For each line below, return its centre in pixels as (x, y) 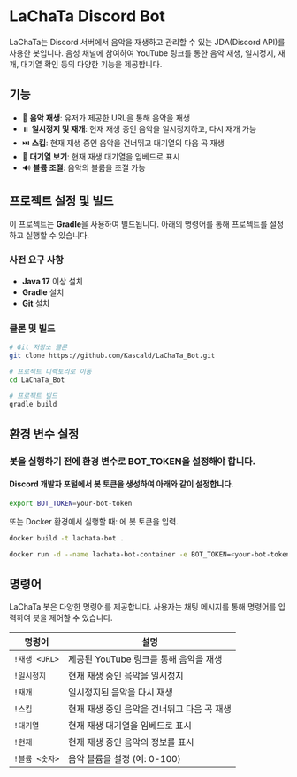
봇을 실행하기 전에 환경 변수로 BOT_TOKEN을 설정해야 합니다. (133, 461)
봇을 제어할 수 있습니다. (72, 618)
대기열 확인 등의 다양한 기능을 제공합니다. (91, 64)
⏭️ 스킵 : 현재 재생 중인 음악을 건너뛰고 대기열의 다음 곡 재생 (123, 143)
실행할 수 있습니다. (57, 235)
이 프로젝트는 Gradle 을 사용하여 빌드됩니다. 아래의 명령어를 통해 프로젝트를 (138, 224)
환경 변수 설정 (44, 434)
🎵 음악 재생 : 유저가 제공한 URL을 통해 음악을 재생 (106, 118)
